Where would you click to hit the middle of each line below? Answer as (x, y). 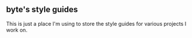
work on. (17, 30)
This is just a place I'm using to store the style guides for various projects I (96, 23)
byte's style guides (42, 10)
